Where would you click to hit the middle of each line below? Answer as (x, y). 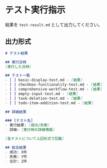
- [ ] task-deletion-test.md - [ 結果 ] (44, 98)
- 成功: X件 (16, 152)
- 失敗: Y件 (16, 157)
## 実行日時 (16, 62)
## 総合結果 (16, 147)
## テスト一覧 (18, 76)
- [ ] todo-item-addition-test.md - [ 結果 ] (50, 103)
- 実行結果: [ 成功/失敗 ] (27, 125)
